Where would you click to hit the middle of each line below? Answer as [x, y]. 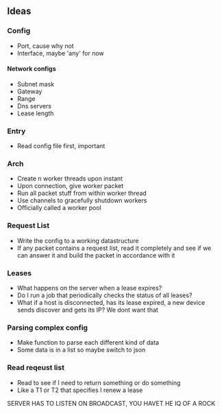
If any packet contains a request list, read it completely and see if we [114, 248]
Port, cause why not [45, 46]
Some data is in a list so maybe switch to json [81, 350]
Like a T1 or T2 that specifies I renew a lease [80, 390]
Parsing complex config [47, 327]
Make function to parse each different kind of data [88, 343]
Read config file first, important [61, 146]
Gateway [29, 91]
